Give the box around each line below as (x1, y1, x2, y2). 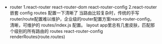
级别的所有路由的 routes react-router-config (14, 28, 103, 34)
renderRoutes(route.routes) (9, 34, 65, 40)
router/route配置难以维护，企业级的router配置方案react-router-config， (9, 16, 155, 22)
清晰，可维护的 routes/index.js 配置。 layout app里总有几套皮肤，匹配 (9, 22, 151, 28)
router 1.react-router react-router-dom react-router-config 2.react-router (9, 4, 157, 10)
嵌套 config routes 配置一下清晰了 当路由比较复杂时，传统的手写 (9, 10, 140, 16)
